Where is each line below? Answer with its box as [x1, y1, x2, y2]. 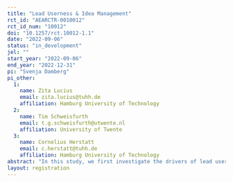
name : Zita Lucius [19, 87, 73, 94]
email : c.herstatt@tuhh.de [19, 145, 98, 152]
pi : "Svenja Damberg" [7, 68, 70, 75]
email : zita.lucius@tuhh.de [19, 94, 101, 101]
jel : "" [7, 49, 30, 56]
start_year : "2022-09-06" [7, 55, 82, 62]
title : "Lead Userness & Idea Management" [7, 10, 132, 17]
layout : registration [7, 164, 70, 172]
